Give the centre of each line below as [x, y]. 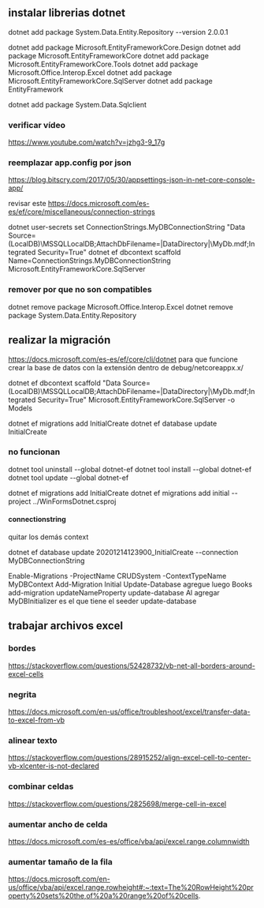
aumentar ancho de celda [58, 824]
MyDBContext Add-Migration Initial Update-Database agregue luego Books [130, 584]
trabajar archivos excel [66, 626]
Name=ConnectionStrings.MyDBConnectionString [89, 261]
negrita [22, 694]
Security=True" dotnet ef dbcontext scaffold [109, 253]
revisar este [27, 204]
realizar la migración [59, 340]
